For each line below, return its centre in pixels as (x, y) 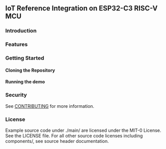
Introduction (21, 31)
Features (17, 44)
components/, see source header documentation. (57, 141)
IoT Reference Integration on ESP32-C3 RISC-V (81, 8)
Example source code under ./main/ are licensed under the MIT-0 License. (83, 130)
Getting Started (25, 58)
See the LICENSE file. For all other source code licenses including (74, 136)
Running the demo (25, 82)
